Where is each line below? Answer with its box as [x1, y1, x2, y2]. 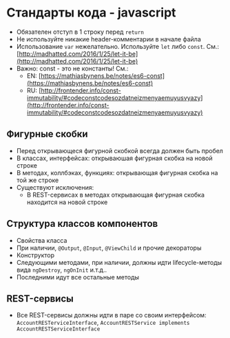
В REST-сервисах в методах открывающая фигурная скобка [26, 190, 205, 199]
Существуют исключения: [16, 183, 94, 191]
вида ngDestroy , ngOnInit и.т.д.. [16, 266, 107, 274]
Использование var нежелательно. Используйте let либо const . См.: [16, 42, 220, 50]
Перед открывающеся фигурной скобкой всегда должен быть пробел [16, 146, 223, 155]
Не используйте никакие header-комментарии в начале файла [16, 34, 201, 43]
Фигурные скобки [6, 128, 88, 140]
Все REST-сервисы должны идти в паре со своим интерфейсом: [16, 311, 207, 319]
